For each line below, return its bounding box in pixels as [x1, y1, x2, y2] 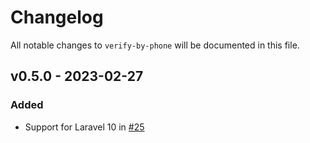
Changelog [10, 6, 104, 29]
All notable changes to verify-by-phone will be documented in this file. [10, 39, 300, 51]
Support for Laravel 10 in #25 [24, 121, 145, 133]
